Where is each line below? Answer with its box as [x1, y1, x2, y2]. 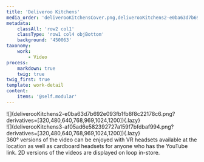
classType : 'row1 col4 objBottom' [17, 32, 104, 38]
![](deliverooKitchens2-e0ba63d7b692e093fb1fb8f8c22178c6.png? [6, 110, 175, 117]
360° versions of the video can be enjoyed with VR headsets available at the [6, 136, 197, 143]
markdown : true [17, 65, 56, 72]
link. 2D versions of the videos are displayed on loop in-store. [6, 149, 160, 156]
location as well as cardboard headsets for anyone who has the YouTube [6, 142, 188, 149]
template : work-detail [6, 83, 64, 89]
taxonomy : [6, 43, 32, 49]
